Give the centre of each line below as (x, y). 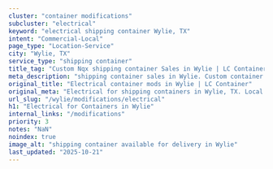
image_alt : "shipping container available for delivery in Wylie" (123, 144)
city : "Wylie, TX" (39, 54)
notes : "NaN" (30, 129)
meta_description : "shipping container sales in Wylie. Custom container (136, 76)
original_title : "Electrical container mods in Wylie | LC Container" (130, 84)
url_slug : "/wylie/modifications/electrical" (87, 99)
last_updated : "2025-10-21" (56, 152)
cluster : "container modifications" (70, 16)
